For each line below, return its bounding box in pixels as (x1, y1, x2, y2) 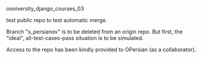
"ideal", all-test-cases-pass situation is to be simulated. (6, 35, 144, 41)
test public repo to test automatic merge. (6, 17, 107, 23)
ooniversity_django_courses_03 (6, 5, 84, 12)
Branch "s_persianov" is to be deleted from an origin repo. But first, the (6, 28, 183, 35)
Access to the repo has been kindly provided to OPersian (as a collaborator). (6, 46, 197, 53)
